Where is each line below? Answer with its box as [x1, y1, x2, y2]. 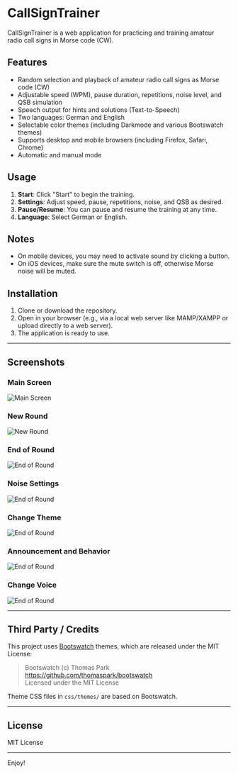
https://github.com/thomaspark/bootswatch [24, 671, 153, 680]
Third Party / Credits [7, 624, 99, 636]
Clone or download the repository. [17, 306, 118, 315]
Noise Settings [7, 478, 59, 488]
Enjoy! [7, 758, 26, 767]
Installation [7, 287, 58, 299]
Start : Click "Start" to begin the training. [17, 190, 135, 198]
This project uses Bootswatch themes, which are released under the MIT [7, 642, 220, 651]
